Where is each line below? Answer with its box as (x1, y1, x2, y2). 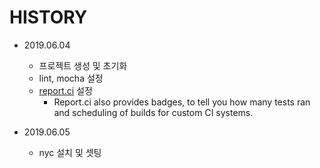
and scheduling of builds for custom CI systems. (53, 106, 254, 118)
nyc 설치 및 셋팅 (38, 146, 102, 158)
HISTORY (9, 6, 88, 29)
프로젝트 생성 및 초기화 (38, 59, 128, 71)
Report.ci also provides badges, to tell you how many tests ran (53, 96, 311, 108)
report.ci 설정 (38, 84, 93, 96)
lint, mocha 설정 (38, 72, 104, 84)
